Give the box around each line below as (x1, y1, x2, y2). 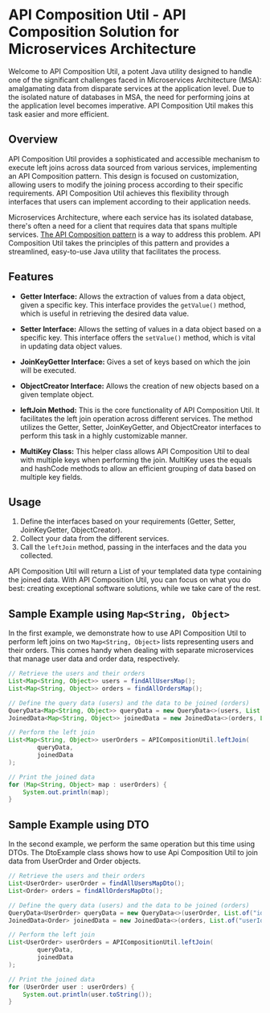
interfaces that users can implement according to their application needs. (8, 196, 252, 206)
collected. (19, 551, 54, 560)
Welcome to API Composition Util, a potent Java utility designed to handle (8, 66, 252, 76)
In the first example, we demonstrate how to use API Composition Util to (8, 628, 247, 638)
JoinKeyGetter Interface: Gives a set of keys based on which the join (19, 357, 251, 366)
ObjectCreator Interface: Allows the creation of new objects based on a (19, 381, 260, 391)
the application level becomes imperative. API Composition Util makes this (8, 101, 254, 110)
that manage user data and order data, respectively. (8, 654, 180, 664)
